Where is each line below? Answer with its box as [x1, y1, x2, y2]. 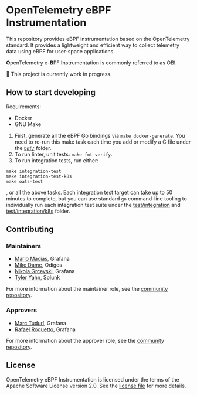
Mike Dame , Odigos [14, 261, 63, 268]
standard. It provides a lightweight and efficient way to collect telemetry [6, 42, 180, 49]
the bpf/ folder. [14, 144, 52, 151]
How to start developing [6, 87, 96, 97]
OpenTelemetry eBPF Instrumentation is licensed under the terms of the [6, 376, 180, 383]
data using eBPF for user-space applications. [6, 47, 116, 55]
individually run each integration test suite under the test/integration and [6, 201, 181, 208]
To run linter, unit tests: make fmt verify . [14, 151, 113, 158]
